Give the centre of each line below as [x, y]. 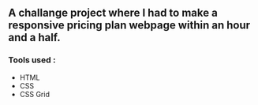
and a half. [34, 37]
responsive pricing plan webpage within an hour [129, 26]
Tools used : [32, 60]
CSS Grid [34, 94]
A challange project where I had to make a [113, 13]
